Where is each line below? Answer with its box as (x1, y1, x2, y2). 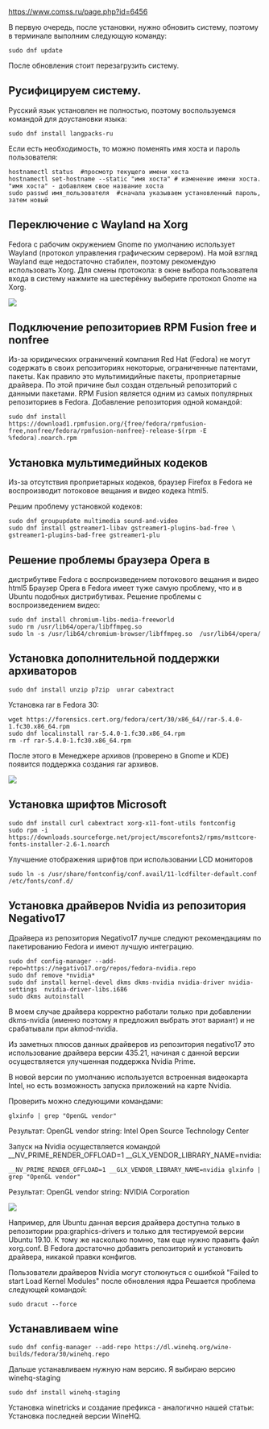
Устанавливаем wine (8, 1322, 119, 1336)
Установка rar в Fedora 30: (8, 700, 99, 709)
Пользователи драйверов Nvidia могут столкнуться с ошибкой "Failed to (8, 1267, 259, 1277)
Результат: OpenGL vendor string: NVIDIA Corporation (8, 1186, 190, 1196)
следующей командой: (8, 1285, 87, 1294)
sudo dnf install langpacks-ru (8, 129, 114, 138)
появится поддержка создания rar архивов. (8, 759, 159, 769)
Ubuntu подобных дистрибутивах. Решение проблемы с (8, 592, 202, 601)
